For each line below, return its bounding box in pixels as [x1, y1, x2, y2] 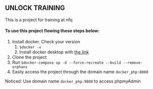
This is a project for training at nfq [5, 17, 73, 22]
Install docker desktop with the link [19, 49, 89, 55]
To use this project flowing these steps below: [5, 28, 100, 34]
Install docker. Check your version [12, 39, 80, 45]
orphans [12, 65, 28, 70]
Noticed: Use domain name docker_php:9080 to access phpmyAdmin [5, 78, 141, 84]
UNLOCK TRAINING [5, 4, 65, 12]
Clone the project [12, 54, 47, 60]
